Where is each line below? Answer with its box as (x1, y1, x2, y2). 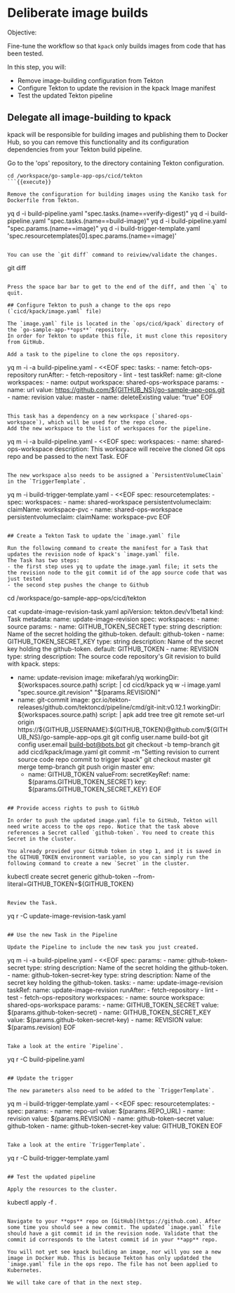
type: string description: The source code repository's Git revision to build (7, 652, 221, 660)
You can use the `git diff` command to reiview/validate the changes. (7, 251, 218, 258)
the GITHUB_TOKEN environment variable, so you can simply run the (7, 854, 209, 861)
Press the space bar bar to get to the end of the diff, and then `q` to (7, 283, 228, 290)
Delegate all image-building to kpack (7, 112, 172, 123)
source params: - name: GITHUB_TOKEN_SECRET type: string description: (7, 622, 222, 631)
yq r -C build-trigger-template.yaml (7, 1153, 109, 1162)
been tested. (7, 49, 44, 58)
